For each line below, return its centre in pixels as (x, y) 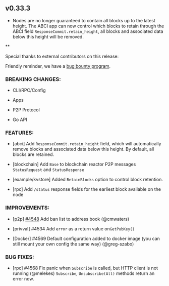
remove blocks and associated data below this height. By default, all (83, 149)
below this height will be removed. (48, 36)
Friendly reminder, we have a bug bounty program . (58, 66)
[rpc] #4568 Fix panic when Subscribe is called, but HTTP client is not (85, 268)
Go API (20, 120)
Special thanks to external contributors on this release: (62, 56)
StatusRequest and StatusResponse (48, 170)
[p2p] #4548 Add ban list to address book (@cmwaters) (71, 219)
